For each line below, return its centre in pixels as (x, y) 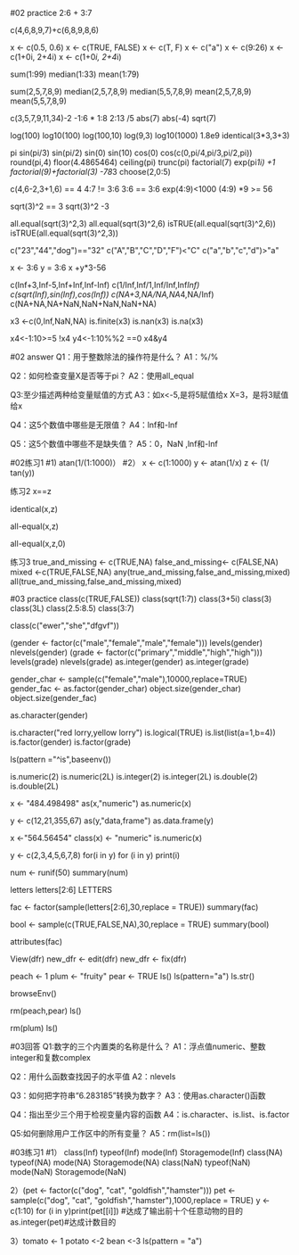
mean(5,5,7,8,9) (39, 101)
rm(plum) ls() (34, 1028)
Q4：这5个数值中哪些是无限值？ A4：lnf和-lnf (94, 425)
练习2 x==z (31, 491)
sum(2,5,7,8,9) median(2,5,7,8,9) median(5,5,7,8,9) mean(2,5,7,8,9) (131, 91)
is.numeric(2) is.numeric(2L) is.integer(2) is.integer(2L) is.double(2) (134, 776)
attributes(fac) (36, 941)
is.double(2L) (34, 786)
